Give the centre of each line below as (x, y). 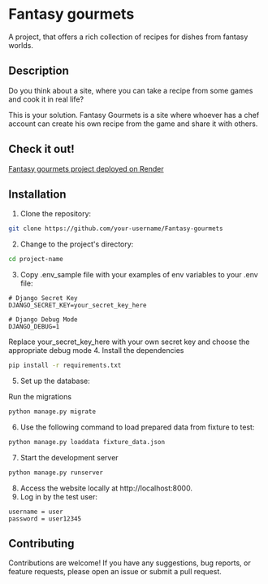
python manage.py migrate (52, 412)
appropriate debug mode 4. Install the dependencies (96, 351)
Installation (37, 194)
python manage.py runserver (56, 473)
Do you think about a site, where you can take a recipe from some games (131, 90)
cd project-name (36, 259)
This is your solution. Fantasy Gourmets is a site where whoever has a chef (134, 115)
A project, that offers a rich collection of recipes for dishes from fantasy (128, 37)
